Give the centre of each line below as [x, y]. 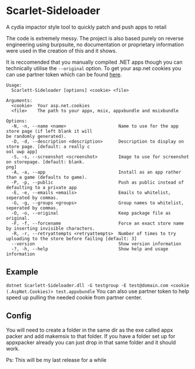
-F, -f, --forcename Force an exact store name [97, 223]
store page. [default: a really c [48, 146]
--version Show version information [96, 244]
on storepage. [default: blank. [45, 162]
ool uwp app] [22, 151]
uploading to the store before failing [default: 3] [72, 239]
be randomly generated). [36, 136]
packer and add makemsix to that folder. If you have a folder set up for [91, 336]
